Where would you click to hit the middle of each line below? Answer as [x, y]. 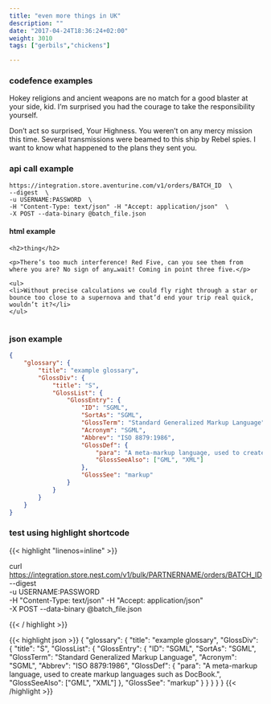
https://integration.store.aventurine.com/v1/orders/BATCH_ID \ [121, 186]
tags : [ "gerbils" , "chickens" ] [60, 46]
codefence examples [51, 81]
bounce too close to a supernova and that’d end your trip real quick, [131, 297]
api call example [41, 169]
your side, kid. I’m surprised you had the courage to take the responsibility [132, 107]
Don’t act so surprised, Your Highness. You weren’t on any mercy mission [131, 131]
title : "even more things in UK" [65, 16]
